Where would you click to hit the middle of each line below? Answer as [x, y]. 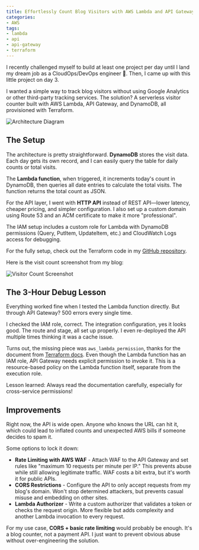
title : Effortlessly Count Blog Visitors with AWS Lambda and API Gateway [100, 12]
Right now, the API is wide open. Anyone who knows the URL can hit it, [92, 424]
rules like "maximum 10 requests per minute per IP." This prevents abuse [103, 466]
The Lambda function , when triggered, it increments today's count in [91, 178]
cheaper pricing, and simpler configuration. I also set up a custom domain [96, 209]
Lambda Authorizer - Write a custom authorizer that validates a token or [103, 504]
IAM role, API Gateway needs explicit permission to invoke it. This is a [91, 361]
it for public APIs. [36, 479]
